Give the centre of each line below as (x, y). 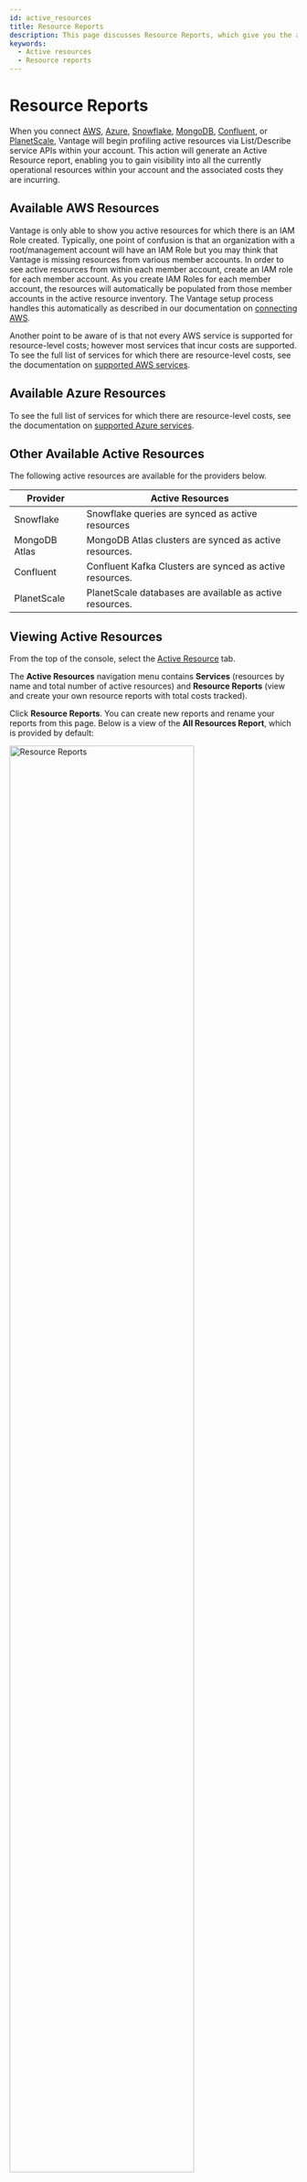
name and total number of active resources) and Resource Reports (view (148, 686)
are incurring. (35, 179)
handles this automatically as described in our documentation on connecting (153, 308)
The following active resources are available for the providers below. (138, 476)
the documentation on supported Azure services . (102, 425)
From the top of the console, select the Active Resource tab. (122, 658)
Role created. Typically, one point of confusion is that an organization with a (152, 240)
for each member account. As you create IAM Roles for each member (140, 279)
